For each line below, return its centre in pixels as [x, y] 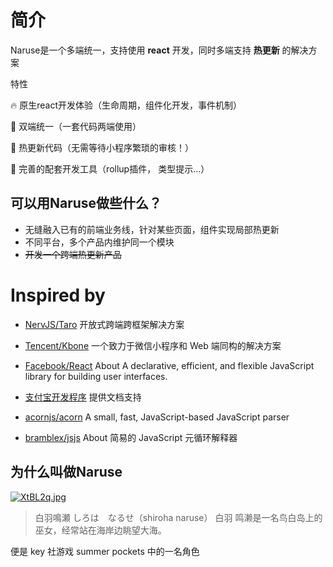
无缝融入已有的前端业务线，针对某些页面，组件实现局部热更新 [152, 229]
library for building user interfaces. [96, 376]
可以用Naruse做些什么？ [86, 203]
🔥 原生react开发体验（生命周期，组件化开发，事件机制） [126, 105]
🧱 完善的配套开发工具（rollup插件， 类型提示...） [110, 168]
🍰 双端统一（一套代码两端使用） [76, 126]
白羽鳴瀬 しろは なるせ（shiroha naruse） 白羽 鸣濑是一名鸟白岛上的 [178, 517]
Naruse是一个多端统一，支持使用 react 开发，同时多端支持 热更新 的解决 [159, 50]
